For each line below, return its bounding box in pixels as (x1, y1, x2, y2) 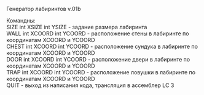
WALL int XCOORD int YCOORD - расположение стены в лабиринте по (6, 30, 189, 37)
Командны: (6, 17, 36, 24)
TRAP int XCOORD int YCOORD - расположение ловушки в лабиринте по (6, 69, 195, 76)
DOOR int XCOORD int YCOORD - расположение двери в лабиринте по (6, 56, 190, 63)
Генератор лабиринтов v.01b (6, 5, 81, 12)
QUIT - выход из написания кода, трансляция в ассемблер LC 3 (6, 82, 175, 89)
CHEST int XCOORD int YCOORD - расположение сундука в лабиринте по (6, 43, 198, 50)
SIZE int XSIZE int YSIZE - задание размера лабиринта (6, 24, 147, 30)
